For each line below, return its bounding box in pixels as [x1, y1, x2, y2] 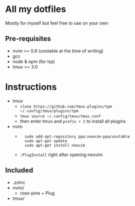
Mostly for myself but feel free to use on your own [5, 20, 108, 26]
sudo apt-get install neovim [24, 142, 85, 148]
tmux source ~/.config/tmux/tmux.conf [19, 113, 101, 118]
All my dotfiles [5, 3, 66, 15]
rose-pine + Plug [19, 190, 55, 196]
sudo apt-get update [24, 138, 67, 143]
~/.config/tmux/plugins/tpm [19, 108, 78, 113]
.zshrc [12, 179, 26, 185]
